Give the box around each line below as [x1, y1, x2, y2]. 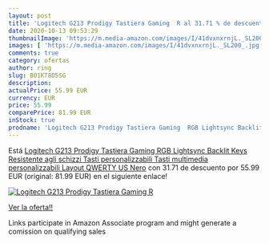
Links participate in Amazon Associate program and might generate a [8, 218, 237, 227]
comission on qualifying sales [8, 226, 106, 236]
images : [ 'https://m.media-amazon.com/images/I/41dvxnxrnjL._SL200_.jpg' [8, 42, 263, 50]
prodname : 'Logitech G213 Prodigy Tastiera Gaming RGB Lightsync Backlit [8, 124, 263, 132]
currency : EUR [8, 94, 56, 102]
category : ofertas [8, 57, 70, 65]
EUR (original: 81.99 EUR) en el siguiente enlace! [8, 171, 168, 181]
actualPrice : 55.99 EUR [8, 86, 88, 95]
